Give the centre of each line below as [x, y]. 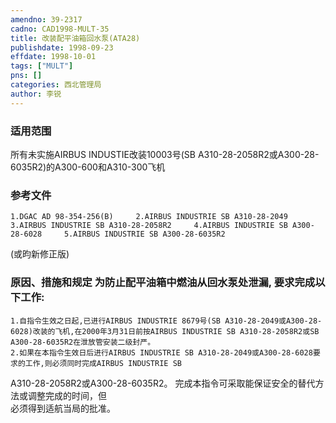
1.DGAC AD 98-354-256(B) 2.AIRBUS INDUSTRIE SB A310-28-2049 [149, 217]
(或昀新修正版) [40, 254]
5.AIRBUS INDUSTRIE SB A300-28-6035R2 [144, 234]
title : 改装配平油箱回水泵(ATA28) [75, 38]
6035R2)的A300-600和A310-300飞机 [88, 167]
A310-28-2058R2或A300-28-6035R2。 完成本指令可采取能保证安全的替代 [163, 383]
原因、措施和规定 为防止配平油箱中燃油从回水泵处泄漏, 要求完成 [163, 283]
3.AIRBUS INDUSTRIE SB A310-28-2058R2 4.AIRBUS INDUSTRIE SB [149, 226]
